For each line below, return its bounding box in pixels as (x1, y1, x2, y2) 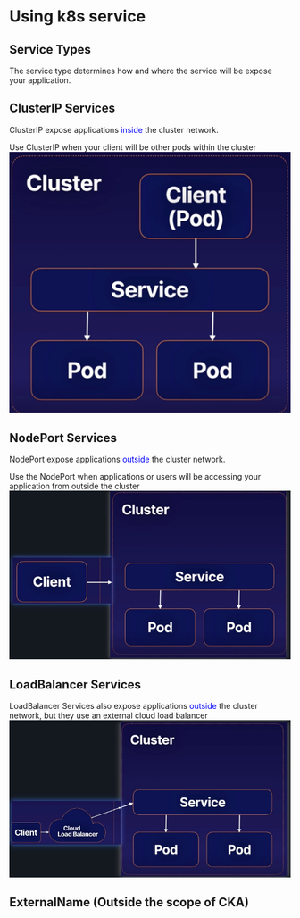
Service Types (9, 42, 92, 57)
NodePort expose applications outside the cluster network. (9, 454, 226, 465)
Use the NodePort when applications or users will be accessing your (9, 472, 262, 482)
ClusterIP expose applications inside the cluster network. (9, 124, 219, 135)
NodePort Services (9, 430, 118, 446)
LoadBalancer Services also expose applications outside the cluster (9, 701, 259, 712)
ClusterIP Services (9, 101, 116, 116)
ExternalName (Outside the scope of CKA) (9, 895, 250, 910)
